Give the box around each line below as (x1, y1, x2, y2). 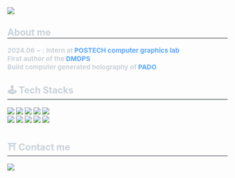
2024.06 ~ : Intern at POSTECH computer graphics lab (7, 46, 180, 55)
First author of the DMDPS (7, 54, 91, 63)
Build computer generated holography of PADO (7, 62, 157, 71)
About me (7, 27, 51, 39)
